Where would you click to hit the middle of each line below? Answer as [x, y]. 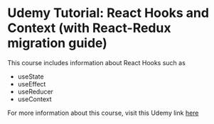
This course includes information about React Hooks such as [97, 62]
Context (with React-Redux [89, 28]
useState [31, 77]
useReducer [35, 91]
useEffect [32, 84]
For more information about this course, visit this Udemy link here [103, 113]
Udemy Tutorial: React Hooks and [108, 13]
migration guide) [58, 43]
